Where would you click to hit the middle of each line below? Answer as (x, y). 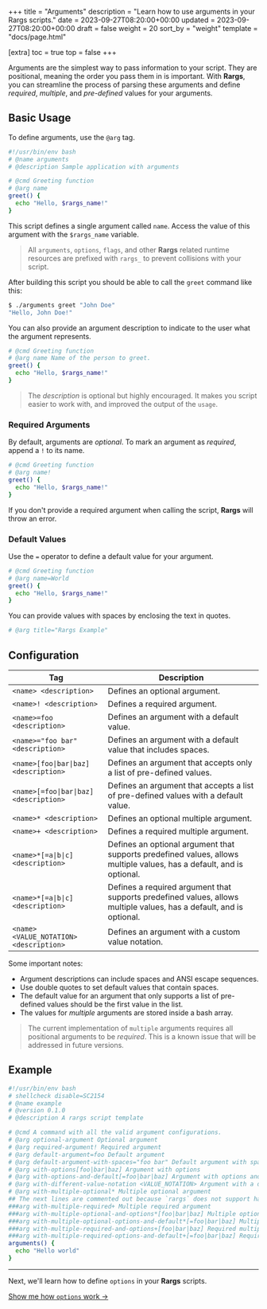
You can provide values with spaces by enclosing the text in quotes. (120, 615)
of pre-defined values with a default (176, 795)
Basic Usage (40, 118)
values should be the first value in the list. (115, 1004)
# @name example (35, 1103)
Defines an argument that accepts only (180, 762)
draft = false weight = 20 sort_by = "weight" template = (167, 28)
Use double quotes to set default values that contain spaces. (119, 987)
